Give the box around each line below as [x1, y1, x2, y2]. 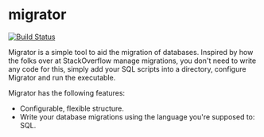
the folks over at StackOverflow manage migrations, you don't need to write [8, 56, 257, 65]
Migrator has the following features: [8, 88, 126, 97]
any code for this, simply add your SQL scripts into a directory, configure [8, 64, 247, 73]
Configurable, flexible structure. [19, 104, 125, 113]
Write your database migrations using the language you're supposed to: [19, 112, 255, 121]
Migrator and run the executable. [8, 72, 116, 82]
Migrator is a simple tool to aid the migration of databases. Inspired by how [8, 47, 254, 57]
